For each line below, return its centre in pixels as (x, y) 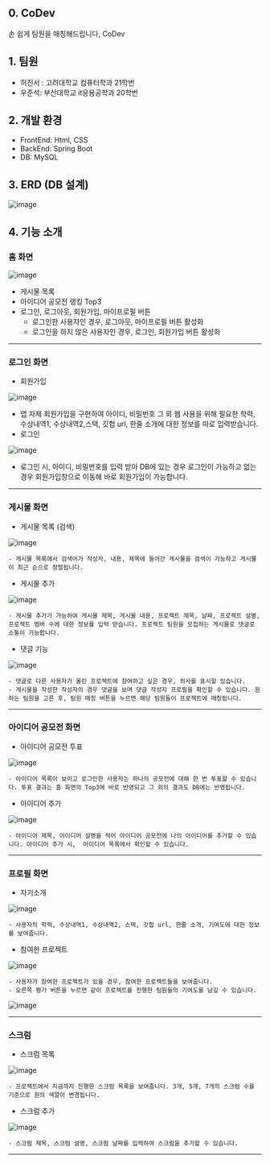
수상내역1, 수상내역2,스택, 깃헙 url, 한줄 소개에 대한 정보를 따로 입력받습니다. (139, 424)
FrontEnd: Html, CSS (54, 140)
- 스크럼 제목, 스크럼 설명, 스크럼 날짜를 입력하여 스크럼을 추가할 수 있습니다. (123, 1144)
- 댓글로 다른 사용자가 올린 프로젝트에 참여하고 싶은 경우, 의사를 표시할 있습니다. (127, 681)
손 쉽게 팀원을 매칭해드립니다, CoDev (67, 33)
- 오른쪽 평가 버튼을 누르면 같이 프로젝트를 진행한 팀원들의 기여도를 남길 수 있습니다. (133, 991)
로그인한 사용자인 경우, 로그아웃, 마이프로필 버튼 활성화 (118, 321)
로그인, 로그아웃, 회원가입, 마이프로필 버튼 (85, 311)
